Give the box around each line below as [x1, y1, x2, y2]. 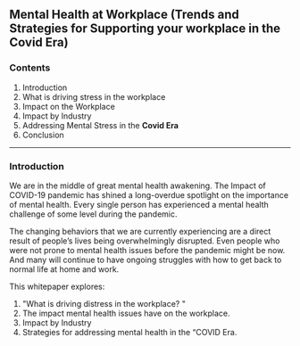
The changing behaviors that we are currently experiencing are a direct [9, 226, 271, 236]
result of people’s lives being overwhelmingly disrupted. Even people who [9, 235, 280, 246]
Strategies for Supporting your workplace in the [9, 21, 281, 37]
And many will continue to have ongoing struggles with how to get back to [9, 254, 282, 265]
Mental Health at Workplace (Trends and [9, 7, 239, 22]
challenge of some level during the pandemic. [9, 209, 178, 219]
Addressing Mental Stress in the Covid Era [21, 119, 179, 130]
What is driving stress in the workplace [21, 91, 166, 102]
